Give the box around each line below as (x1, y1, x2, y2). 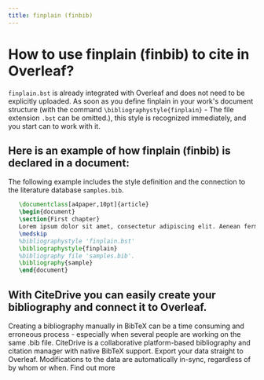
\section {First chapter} (18, 215, 101, 224)
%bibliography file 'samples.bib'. (18, 252, 135, 260)
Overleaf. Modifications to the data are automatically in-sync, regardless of (8, 354, 251, 364)
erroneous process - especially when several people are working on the (8, 329, 241, 338)
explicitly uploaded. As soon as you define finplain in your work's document (8, 96, 254, 106)
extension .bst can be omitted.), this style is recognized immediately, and (8, 113, 247, 122)
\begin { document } (18, 208, 76, 216)
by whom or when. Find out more (8, 363, 115, 372)
